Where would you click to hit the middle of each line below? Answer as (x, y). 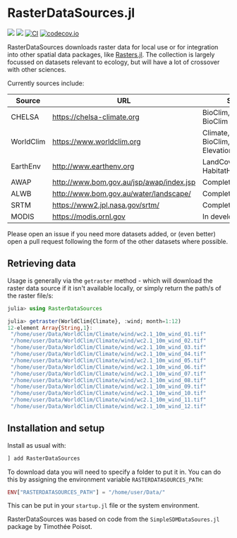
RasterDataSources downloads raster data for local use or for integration (113, 47)
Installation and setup (56, 428)
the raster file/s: (30, 295)
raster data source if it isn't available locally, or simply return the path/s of (115, 288)
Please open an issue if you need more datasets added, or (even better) (112, 233)
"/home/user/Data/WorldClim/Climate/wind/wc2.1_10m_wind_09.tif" (108, 387)
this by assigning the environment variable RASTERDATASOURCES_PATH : (105, 479)
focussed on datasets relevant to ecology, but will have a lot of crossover (114, 62)
